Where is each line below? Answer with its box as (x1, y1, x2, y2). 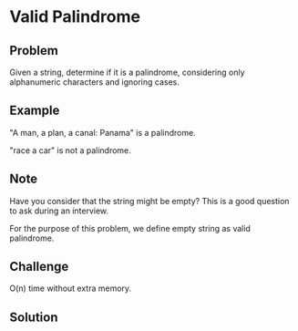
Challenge (9, 259, 69, 274)
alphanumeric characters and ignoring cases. (9, 77, 180, 88)
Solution (9, 309, 58, 325)
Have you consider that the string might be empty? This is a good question (9, 195, 290, 206)
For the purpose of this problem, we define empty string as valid (9, 222, 251, 233)
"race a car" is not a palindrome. (9, 144, 132, 156)
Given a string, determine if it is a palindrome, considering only (9, 67, 245, 78)
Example (9, 103, 60, 119)
